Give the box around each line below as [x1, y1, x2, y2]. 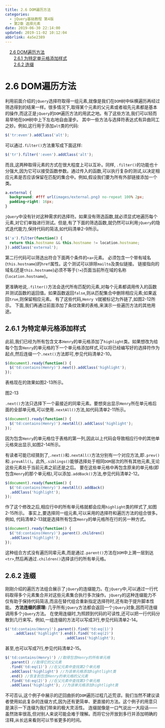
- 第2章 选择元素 [9, 21, 41, 26]
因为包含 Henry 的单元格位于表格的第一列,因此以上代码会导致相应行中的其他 [5, 435, 156, 441]
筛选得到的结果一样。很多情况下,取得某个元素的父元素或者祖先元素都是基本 [5, 104, 158, 110]
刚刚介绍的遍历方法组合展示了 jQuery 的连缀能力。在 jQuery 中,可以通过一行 [5, 585, 154, 592]
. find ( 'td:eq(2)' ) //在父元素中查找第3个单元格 [9, 678, 100, 683]
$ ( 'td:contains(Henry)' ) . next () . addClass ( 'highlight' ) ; [9, 365, 127, 370]
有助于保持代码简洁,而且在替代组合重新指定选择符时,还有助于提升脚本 [9, 598, 150, 604]
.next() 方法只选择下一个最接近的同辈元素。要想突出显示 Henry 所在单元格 [5, 401, 153, 407]
